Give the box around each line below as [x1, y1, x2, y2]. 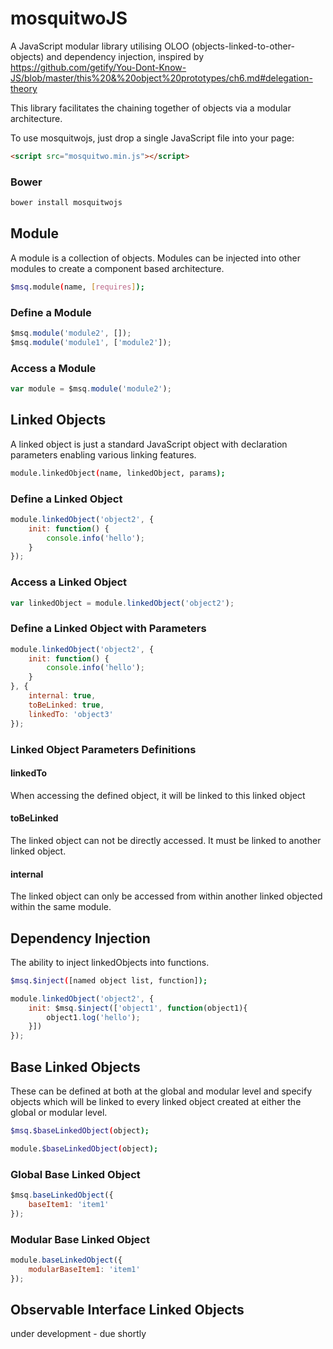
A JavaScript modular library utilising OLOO [10, 40, 190, 52]
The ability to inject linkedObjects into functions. [10, 956, 210, 968]
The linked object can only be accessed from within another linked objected [10, 890, 323, 902]
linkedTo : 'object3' [28, 709, 114, 719]
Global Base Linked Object [10, 1167, 141, 1181]
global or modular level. [10, 1107, 108, 1118]
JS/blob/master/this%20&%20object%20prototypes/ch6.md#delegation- [10, 72, 313, 84]
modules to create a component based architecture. [10, 262, 225, 274]
